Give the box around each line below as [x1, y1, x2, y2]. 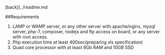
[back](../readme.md [5, 4, 48, 10]
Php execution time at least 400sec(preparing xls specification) [12, 39, 143, 45]
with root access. [12, 34, 48, 40]
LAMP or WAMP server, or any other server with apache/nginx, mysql [12, 23, 156, 29]
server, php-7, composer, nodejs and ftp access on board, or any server [12, 29, 161, 34]
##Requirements [5, 14, 39, 19]
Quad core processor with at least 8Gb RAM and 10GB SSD [12, 45, 134, 50]
